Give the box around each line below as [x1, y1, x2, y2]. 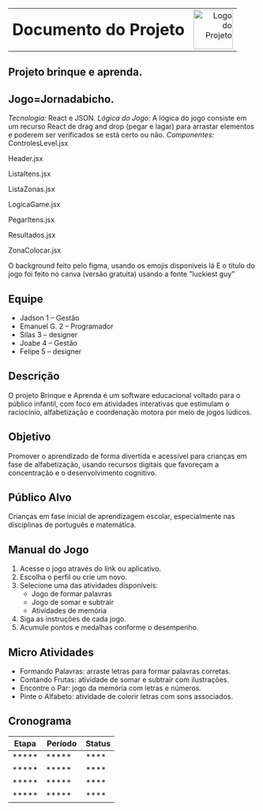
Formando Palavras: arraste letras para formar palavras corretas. [19, 666, 231, 676]
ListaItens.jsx [8, 169, 51, 178]
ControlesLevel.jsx [8, 138, 69, 148]
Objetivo [8, 430, 51, 444]
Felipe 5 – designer [19, 347, 82, 356]
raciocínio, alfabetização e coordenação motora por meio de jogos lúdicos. [8, 407, 253, 417]
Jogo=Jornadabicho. [8, 92, 115, 106]
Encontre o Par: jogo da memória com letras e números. [19, 683, 202, 693]
